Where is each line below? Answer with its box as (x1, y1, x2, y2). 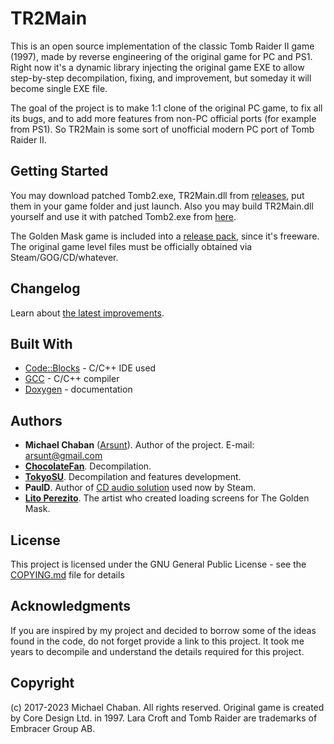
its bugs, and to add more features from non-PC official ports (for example (10, 112, 317, 124)
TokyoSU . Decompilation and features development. (24, 471, 242, 483)
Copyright (10, 675, 75, 692)
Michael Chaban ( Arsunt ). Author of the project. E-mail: (24, 439, 255, 451)
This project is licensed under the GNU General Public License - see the (10, 558, 307, 570)
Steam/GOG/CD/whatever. (10, 251, 119, 263)
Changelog (10, 280, 81, 297)
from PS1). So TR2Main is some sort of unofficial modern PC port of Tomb (10, 123, 315, 135)
